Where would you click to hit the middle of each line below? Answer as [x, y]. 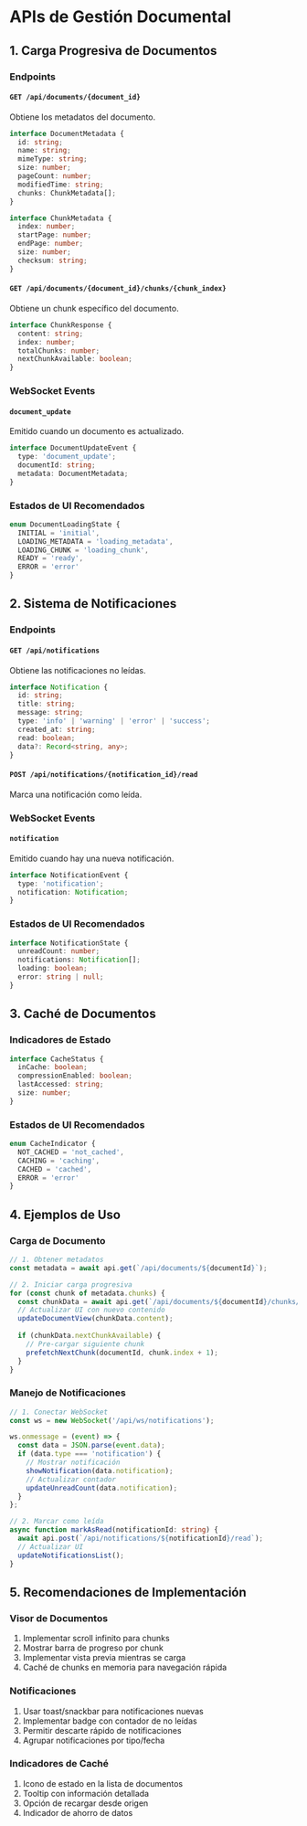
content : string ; [51, 334]
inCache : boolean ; [53, 1067]
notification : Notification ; [73, 892]
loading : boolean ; [53, 969]
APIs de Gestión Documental [120, 17]
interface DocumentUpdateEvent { [73, 448]
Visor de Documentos [58, 1618]
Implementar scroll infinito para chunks [96, 1639]
